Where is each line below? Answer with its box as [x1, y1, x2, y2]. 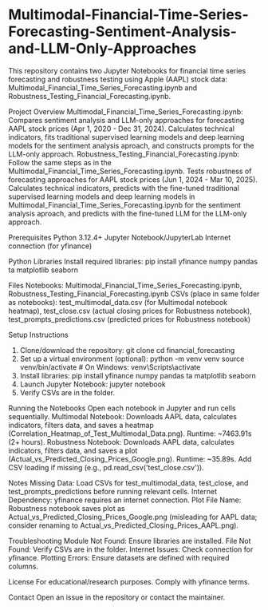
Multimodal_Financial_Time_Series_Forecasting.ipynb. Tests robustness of [8, 166, 252, 176]
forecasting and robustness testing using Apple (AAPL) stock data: [8, 74, 227, 84]
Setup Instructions [8, 330, 69, 339]
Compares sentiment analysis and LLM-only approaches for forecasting [8, 115, 245, 125]
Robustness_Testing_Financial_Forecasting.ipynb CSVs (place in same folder [8, 289, 260, 299]
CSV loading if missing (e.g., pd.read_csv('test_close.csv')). [8, 462, 205, 472]
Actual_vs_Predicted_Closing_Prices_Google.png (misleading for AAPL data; [8, 512, 258, 521]
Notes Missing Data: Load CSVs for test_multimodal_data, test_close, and [8, 477, 249, 488]
